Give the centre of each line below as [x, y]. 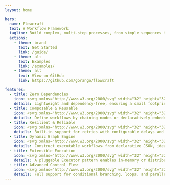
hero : [10, 19]
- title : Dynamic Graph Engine [42, 137]
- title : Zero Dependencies [39, 94]
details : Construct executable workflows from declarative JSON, [84, 146]
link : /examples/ [37, 66]
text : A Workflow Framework [39, 28]
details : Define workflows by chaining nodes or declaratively [82, 118]
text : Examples [34, 61]
